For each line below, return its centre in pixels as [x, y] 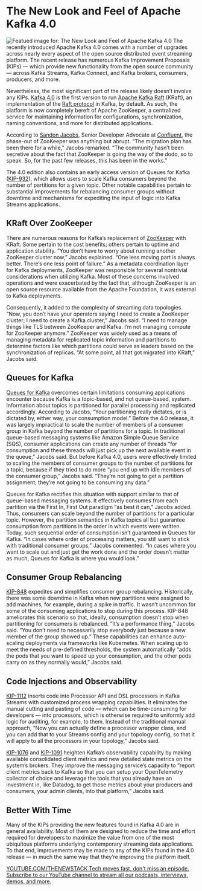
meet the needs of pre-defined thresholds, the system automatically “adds [99, 650]
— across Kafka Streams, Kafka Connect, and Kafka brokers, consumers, [97, 73]
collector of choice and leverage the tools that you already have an [89, 779]
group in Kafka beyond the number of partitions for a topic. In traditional [96, 431]
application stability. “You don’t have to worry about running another [91, 251]
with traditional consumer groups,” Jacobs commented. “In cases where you [101, 545]
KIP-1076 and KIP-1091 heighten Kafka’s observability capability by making [99, 753]
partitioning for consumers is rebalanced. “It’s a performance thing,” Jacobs [100, 624]
